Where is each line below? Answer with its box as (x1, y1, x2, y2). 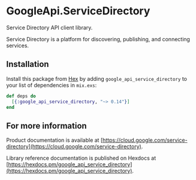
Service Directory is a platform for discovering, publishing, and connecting (6, 35, 191, 42)
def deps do (6, 93, 36, 99)
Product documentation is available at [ (6, 136, 103, 144)
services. (6, 42, 29, 49)
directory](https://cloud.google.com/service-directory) (6, 143, 142, 150)
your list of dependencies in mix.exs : (6, 81, 97, 89)
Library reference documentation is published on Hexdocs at (6, 154, 156, 162)
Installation (6, 59, 49, 69)
